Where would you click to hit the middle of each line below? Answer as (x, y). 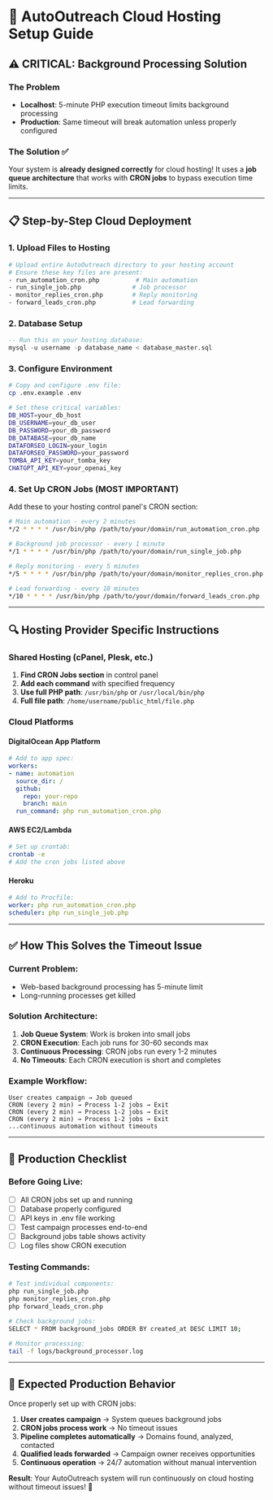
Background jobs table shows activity (83, 1237)
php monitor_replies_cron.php (60, 1299)
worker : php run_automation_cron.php (72, 906)
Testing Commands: (49, 1267)
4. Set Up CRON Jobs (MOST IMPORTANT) (93, 489)
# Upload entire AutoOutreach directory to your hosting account (121, 265)
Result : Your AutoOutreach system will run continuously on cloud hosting (131, 1478)
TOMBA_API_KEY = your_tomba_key (60, 461)
